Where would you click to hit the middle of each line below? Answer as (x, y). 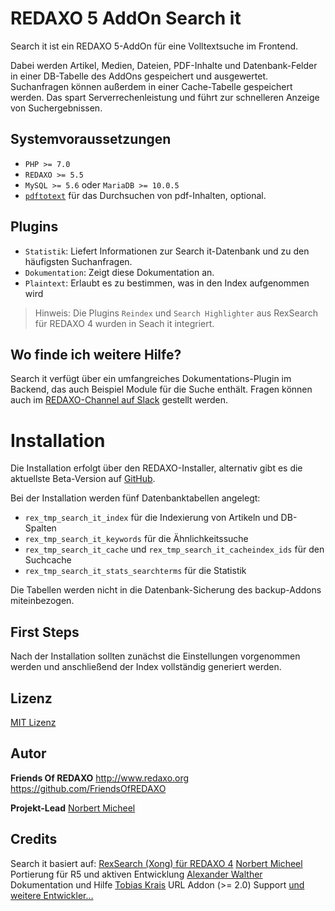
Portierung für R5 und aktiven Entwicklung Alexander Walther (136, 874)
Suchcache (48, 560)
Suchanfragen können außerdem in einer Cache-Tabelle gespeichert (151, 86)
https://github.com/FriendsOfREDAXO (88, 788)
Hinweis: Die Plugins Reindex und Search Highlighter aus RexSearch (176, 313)
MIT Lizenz (33, 722)
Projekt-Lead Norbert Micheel (73, 808)
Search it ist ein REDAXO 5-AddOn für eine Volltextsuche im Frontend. (154, 46)
